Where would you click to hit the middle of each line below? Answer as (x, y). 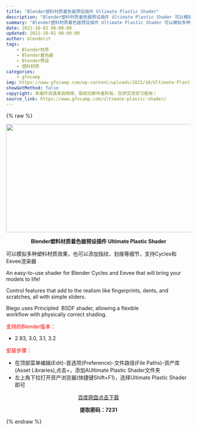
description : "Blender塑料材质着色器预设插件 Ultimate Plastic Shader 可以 (95, 17)
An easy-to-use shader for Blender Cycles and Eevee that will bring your (94, 273)
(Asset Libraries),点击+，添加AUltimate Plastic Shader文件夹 (87, 370)
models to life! (23, 279)
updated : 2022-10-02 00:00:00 (43, 33)
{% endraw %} (24, 421)
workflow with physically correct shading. (57, 314)
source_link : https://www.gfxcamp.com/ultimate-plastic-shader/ (86, 99)
